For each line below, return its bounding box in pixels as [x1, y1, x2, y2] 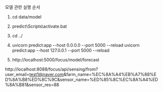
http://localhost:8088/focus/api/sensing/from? [5, 66, 98, 72]
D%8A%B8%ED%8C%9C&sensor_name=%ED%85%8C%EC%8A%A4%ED [5, 77, 158, 82]
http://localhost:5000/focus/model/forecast [12, 57, 100, 62]
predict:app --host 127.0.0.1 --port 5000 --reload [12, 48, 109, 53]
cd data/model [12, 14, 42, 19]
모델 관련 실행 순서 [5, 4, 40, 10]
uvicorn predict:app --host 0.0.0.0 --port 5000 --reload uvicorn [12, 42, 140, 48]
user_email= [5, 72, 30, 77]
